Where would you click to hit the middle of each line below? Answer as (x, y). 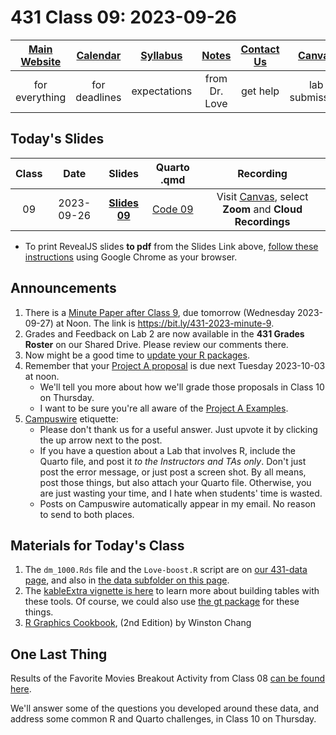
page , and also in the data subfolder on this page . (127, 580)
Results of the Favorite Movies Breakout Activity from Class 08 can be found (167, 678)
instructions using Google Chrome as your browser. (131, 257)
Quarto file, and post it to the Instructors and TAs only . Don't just (173, 461)
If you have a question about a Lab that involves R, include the (168, 450)
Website (41, 61)
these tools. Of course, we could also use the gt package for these (162, 602)
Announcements (63, 288)
